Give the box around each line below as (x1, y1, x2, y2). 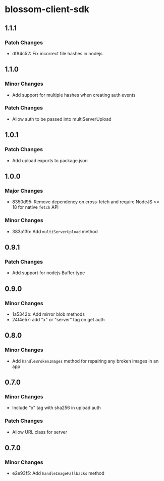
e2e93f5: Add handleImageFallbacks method (12, 470, 104, 476)
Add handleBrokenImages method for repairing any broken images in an (12, 358, 159, 364)
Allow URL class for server (12, 429, 68, 435)
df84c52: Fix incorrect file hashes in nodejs (12, 50, 103, 56)
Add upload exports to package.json (12, 157, 88, 163)
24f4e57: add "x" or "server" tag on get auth (12, 316, 105, 322)
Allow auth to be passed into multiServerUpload (12, 116, 112, 122)
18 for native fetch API (12, 204, 59, 210)
